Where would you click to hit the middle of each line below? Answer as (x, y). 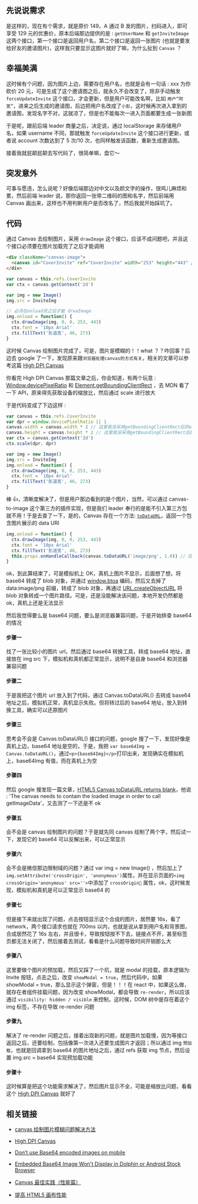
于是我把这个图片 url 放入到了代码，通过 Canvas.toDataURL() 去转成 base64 (98, 695)
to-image (17, 508)
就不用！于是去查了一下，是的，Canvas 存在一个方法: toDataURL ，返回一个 (96, 515)
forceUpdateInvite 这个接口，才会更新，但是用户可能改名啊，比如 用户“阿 (95, 98)
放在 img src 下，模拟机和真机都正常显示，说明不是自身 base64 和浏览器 (99, 659)
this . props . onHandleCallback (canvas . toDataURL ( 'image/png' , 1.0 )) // (98, 556)
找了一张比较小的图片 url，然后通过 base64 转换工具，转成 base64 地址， (96, 651)
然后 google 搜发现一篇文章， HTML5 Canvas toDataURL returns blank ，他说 (99, 790)
